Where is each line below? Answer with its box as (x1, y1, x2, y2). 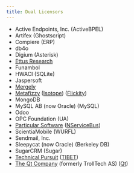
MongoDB (14, 96, 40, 103)
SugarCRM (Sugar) (14, 147, 62, 154)
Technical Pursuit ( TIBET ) (14, 153, 78, 160)
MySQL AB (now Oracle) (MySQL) (14, 102, 100, 109)
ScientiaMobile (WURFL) (14, 128, 77, 135)
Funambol (14, 64, 40, 71)
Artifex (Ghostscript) (14, 31, 66, 39)
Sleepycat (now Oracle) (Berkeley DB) (14, 140, 110, 148)
